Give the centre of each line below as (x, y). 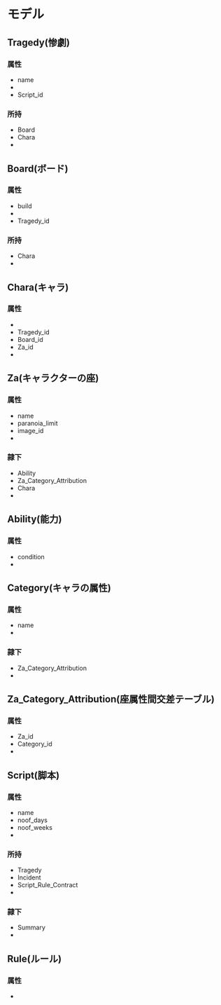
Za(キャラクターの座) (53, 378)
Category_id (35, 744)
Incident (29, 877)
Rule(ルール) (34, 958)
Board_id (30, 339)
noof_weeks (35, 827)
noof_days (32, 820)
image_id (30, 430)
